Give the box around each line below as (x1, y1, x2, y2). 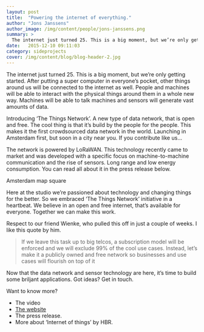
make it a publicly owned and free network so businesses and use (21, 251, 187, 258)
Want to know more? (6, 287, 58, 294)
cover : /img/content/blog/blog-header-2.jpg (6, 54, 121, 60)
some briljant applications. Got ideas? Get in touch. (6, 276, 134, 283)
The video (15, 299, 41, 307)
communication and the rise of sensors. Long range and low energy (6, 158, 176, 166)
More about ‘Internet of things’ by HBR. (15, 318, 114, 325)
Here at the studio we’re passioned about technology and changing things (6, 189, 191, 196)
